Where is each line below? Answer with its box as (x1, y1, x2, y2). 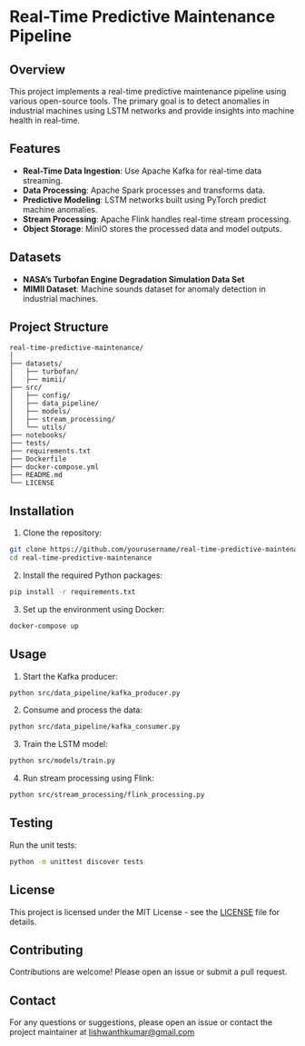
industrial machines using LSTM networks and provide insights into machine (9, 105, 295, 115)
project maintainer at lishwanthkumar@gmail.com (9, 1027, 195, 1038)
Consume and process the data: (22, 704, 143, 715)
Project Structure (9, 320, 109, 335)
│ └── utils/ (9, 423, 67, 433)
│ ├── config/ (9, 391, 71, 401)
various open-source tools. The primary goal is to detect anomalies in (9, 95, 270, 106)
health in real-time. (9, 115, 80, 125)
